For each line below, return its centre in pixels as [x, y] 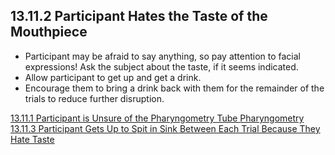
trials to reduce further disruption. [94, 98]
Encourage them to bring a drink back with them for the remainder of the [174, 88]
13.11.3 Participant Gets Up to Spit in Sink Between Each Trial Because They [165, 128]
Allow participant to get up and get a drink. [113, 77]
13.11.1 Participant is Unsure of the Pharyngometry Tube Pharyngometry [157, 118]
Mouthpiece [49, 32]
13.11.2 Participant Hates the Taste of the [139, 16]
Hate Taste [32, 139]
